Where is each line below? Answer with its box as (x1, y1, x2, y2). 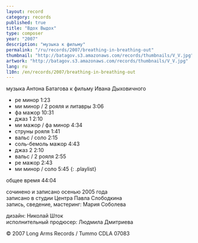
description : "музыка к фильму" (6, 42, 85, 48)
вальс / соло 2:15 (14, 134, 58, 142)
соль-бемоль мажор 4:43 (14, 140, 80, 147)
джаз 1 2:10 (14, 116, 43, 123)
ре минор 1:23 (14, 97, 51, 104)
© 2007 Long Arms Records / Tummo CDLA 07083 (6, 230, 130, 237)
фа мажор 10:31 (14, 109, 54, 116)
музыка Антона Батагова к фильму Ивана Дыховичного (6, 85, 146, 92)
